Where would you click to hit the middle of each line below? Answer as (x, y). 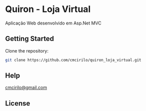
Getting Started (30, 39)
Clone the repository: (27, 50)
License (18, 103)
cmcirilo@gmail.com (26, 87)
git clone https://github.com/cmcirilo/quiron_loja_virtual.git (73, 60)
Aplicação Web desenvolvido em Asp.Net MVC (53, 23)
